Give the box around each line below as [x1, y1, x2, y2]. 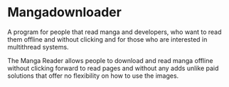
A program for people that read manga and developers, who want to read [7, 28, 222, 36]
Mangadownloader [7, 4, 122, 21]
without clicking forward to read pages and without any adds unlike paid [7, 64, 219, 72]
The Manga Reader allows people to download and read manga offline [7, 56, 213, 64]
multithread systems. [7, 42, 69, 51]
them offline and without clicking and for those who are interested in [7, 35, 208, 43]
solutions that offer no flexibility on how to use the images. [7, 71, 179, 80]
